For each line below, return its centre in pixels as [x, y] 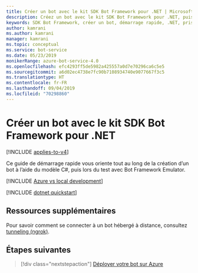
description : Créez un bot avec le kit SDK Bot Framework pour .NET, [93, 17]
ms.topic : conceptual [33, 45]
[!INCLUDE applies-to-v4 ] [37, 152]
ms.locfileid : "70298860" [38, 94]
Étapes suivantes [39, 250]
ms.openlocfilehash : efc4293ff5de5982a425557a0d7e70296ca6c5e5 [85, 66]
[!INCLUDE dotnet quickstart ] [42, 192]
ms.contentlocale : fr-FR [37, 83]
